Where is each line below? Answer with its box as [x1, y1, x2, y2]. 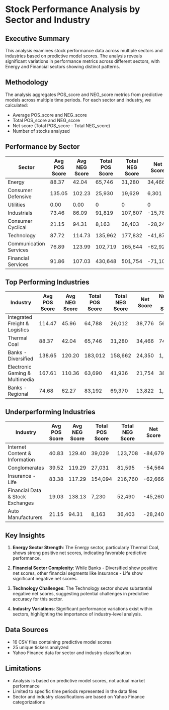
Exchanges [8, 499, 34, 506]
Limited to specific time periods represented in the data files [12, 688, 137, 694]
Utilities [8, 201, 26, 208]
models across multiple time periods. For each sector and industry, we [5, 97, 151, 103]
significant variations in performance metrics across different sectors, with [5, 58, 160, 64]
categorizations [12, 699, 45, 705]
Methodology [5, 78, 49, 86]
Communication [8, 240, 45, 247]
